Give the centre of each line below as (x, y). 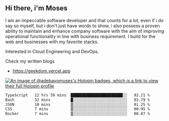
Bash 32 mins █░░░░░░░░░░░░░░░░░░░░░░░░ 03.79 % (78, 100)
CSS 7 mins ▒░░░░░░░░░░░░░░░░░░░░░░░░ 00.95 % (78, 109)
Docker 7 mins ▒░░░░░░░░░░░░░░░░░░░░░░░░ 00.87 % (78, 114)
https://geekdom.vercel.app (41, 71)
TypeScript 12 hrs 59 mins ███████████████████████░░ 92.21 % (78, 95)
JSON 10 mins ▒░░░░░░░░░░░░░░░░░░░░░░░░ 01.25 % (78, 104)
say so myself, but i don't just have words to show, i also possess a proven (82, 26)
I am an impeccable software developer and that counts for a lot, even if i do (84, 20)
